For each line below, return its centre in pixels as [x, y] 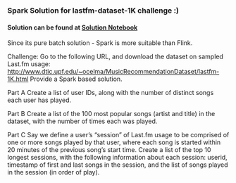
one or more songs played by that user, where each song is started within [114, 142]
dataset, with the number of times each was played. [82, 121]
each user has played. [39, 100]
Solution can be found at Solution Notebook [73, 27]
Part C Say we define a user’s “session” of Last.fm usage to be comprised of [118, 135]
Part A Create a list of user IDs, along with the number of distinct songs [111, 93]
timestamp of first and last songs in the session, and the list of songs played [118, 165]
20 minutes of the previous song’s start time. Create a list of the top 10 [109, 150]
